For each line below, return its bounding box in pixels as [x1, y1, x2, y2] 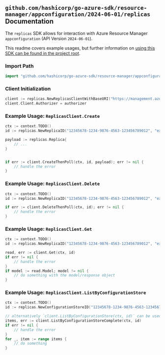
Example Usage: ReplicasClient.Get [5, 225, 92, 232]
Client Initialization [5, 85, 51, 92]
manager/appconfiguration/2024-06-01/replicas [5, 11, 151, 18]
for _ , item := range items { [5, 336, 67, 341]
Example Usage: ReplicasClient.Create [5, 112, 100, 119]
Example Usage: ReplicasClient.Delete [5, 180, 100, 187]
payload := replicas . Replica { [5, 137, 67, 142]
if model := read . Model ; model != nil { [5, 268, 89, 273]
